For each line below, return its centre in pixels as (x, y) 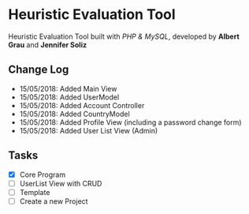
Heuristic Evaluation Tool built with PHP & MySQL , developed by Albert (124, 36)
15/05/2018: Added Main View (68, 88)
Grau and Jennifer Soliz (48, 44)
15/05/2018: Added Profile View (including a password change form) (130, 122)
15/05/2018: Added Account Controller (82, 105)
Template (35, 192)
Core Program (42, 175)
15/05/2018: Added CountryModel (74, 114)
